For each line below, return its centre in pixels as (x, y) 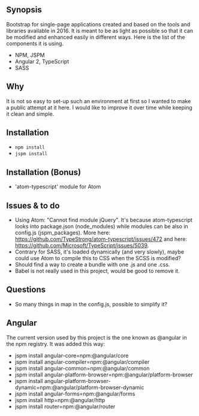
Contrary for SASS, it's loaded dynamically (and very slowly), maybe (99, 252)
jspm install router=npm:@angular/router (65, 406)
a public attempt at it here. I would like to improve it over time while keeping (99, 107)
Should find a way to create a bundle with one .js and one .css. (92, 265)
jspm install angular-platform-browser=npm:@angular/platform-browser (104, 375)
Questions (26, 290)
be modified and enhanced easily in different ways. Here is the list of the (96, 37)
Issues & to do (33, 205)
